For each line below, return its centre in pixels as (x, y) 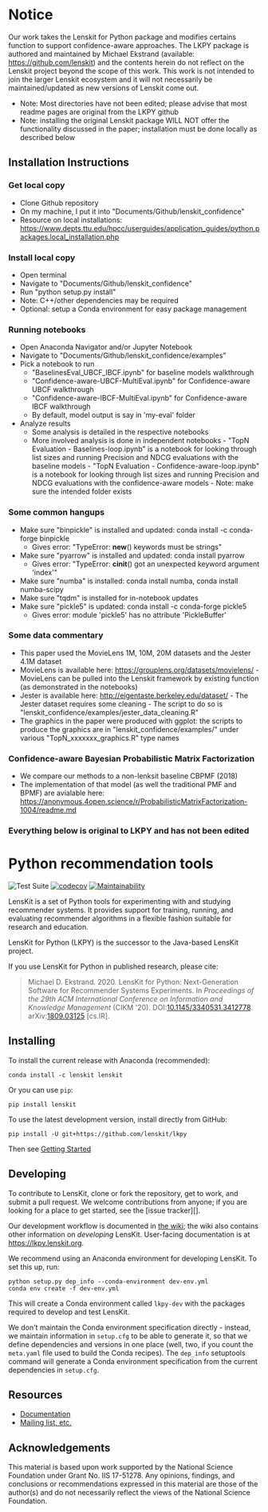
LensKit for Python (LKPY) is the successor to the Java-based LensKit (124, 942)
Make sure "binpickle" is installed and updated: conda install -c (124, 530)
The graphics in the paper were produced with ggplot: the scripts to (131, 721)
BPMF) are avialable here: (62, 793)
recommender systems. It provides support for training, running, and (121, 910)
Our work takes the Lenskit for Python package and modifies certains (122, 37)
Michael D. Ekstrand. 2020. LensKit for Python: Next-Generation (133, 982)
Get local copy (37, 186)
